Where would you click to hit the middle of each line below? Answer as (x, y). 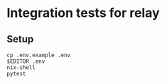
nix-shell (21, 68)
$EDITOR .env (26, 61)
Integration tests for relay (83, 13)
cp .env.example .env (39, 55)
